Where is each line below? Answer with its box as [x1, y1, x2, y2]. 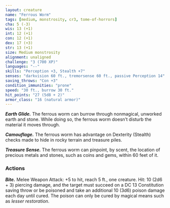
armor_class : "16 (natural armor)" [5, 97, 81, 102]
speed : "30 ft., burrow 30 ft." [5, 87, 74, 93]
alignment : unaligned [5, 54, 51, 60]
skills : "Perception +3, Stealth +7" [5, 69, 86, 74]
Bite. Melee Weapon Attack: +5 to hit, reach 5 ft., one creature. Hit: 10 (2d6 [5, 176, 163, 183]
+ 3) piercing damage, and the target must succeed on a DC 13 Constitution [5, 182, 164, 188]
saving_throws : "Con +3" [5, 78, 58, 83]
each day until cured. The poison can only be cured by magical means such [5, 192, 164, 198]
